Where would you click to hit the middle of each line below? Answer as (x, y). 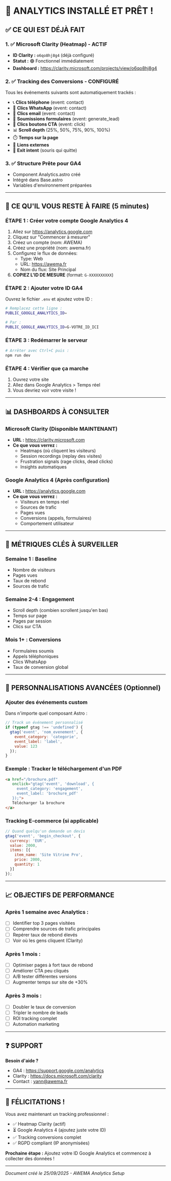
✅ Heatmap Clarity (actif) (39, 1124)
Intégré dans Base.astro (38, 180)
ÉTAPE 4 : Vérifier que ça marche (47, 368)
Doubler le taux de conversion (44, 1007)
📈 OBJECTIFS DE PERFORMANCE (60, 895)
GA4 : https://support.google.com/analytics (58, 1070)
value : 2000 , (24, 845)
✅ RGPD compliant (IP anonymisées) (51, 1143)
